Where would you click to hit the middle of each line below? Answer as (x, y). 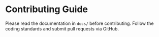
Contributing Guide (46, 9)
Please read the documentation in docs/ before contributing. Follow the (80, 23)
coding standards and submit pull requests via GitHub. (62, 28)
